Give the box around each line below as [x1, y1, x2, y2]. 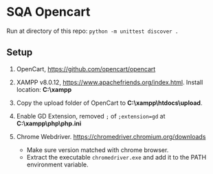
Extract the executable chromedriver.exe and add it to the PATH [26, 153, 207, 161]
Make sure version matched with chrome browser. [26, 145, 169, 154]
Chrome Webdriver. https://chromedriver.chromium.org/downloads [16, 132, 206, 140]
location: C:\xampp [16, 85, 72, 93]
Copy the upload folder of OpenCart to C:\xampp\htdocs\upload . [16, 99, 203, 107]
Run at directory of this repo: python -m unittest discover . [6, 27, 179, 35]
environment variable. [26, 160, 89, 169]
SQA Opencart [6, 4, 91, 20]
